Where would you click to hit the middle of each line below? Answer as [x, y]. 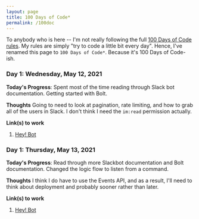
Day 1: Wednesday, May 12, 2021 [54, 74]
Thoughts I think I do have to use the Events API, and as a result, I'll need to [99, 180]
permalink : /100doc [30, 23]
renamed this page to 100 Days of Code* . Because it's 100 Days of [87, 52]
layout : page [22, 12]
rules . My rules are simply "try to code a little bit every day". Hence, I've [94, 46]
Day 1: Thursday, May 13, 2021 [51, 149]
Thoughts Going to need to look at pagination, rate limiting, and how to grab [100, 105]
